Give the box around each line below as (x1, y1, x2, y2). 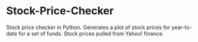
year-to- (171, 24, 192, 31)
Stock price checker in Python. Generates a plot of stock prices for (6, 24, 171, 31)
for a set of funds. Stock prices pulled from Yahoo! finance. (18, 30, 164, 37)
